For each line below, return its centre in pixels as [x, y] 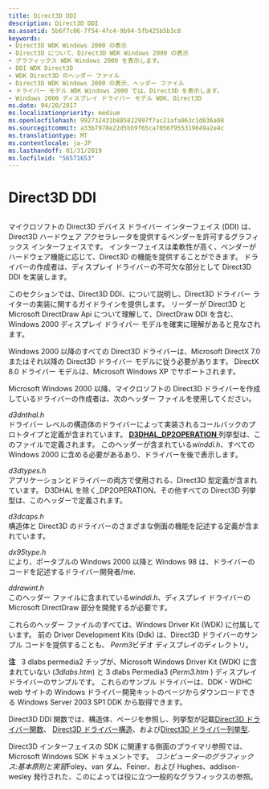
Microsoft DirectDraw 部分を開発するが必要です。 [90, 607]
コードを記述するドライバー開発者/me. [72, 572]
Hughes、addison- [208, 766]
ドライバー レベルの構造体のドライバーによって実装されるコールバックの [128, 424]
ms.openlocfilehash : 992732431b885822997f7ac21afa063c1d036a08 [116, 121]
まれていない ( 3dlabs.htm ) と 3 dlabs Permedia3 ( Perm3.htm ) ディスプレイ [132, 671]
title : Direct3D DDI [43, 16]
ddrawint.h [26, 588]
